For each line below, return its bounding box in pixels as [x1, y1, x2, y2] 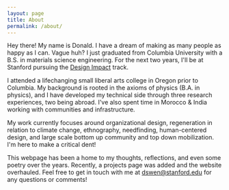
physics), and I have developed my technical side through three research [7, 91, 213, 99]
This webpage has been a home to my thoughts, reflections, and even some [7, 154, 221, 162]
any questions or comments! [7, 176, 87, 184]
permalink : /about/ [7, 23, 63, 29]
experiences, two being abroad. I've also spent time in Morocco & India [7, 98, 207, 107]
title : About [7, 16, 44, 23]
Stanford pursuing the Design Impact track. [7, 63, 129, 72]
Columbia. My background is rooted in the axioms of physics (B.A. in [7, 83, 200, 92]
